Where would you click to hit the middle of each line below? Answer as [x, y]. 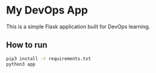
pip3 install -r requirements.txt [49, 59]
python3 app [21, 64]
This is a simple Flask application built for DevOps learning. [78, 26]
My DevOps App [47, 10]
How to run [27, 45]
